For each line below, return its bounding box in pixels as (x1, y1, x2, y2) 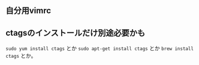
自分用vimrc (5, 5, 52, 16)
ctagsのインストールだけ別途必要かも (5, 27, 145, 38)
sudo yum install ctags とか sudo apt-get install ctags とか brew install (5, 45, 194, 52)
